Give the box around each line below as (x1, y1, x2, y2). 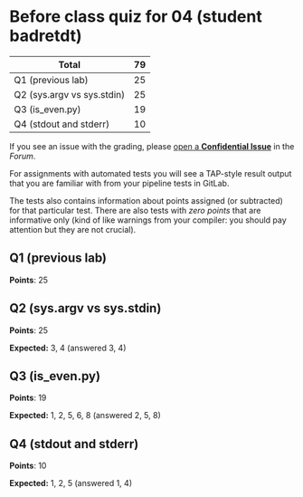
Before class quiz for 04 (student (9, 6, 262, 27)
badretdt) (9, 25, 83, 46)
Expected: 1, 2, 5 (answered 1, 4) (9, 478, 133, 489)
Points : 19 (9, 392, 47, 404)
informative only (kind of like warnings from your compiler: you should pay (9, 215, 287, 225)
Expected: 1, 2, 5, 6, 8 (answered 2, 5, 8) (9, 410, 161, 421)
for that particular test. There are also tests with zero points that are (9, 205, 261, 215)
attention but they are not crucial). (9, 224, 137, 234)
